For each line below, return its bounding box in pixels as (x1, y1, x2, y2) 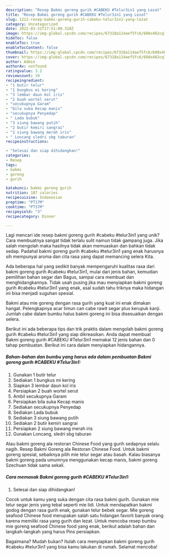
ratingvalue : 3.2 (6, 69, 42, 74)
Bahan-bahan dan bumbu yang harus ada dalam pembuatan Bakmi (6, 354, 152, 360)
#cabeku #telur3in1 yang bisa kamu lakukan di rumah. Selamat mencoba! (6, 544, 158, 550)
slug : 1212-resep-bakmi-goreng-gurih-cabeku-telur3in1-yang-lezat (6, 17, 148, 22)
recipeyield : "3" (6, 209, 42, 214)
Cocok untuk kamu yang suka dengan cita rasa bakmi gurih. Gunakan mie (6, 496, 159, 502)
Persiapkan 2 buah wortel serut (13, 388, 79, 394)
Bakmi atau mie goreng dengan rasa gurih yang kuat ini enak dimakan (6, 300, 151, 306)
